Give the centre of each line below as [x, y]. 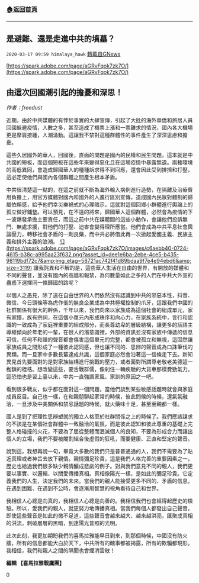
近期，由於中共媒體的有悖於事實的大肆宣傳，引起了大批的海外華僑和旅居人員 [99, 120]
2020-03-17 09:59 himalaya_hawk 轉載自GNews [63, 54]
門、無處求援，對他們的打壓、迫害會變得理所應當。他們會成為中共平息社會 [97, 227]
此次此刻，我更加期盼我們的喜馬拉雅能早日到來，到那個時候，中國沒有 [92, 535]
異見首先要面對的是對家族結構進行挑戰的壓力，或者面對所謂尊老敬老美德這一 [99, 362]
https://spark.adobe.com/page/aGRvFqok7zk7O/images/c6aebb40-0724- [98, 248]
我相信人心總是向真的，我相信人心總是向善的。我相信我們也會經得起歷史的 [97, 501]
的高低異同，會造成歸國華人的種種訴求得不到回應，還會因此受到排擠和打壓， [99, 169]
